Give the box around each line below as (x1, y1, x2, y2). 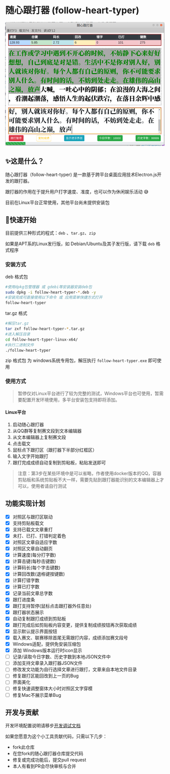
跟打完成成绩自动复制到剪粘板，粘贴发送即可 (12, 459, 106, 465)
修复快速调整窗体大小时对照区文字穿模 (12, 686, 93, 692)
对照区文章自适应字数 (12, 539, 57, 546)
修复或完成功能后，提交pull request (12, 757, 87, 763)
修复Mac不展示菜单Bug (12, 692, 62, 698)
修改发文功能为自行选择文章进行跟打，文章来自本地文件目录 (12, 666, 137, 672)
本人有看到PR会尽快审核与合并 (12, 763, 76, 769)
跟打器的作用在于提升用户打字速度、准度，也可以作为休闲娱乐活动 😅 (5, 188, 149, 194)
